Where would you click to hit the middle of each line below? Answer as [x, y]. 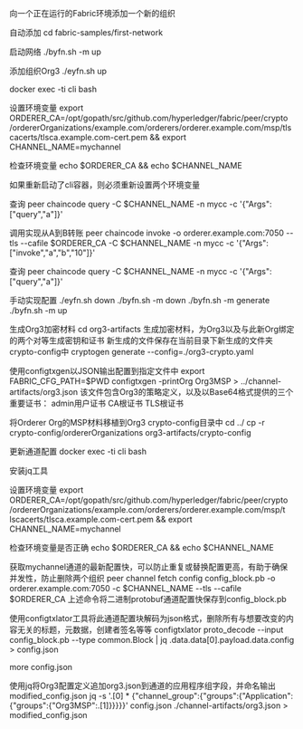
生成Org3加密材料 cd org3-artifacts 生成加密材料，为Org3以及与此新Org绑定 [152, 329]
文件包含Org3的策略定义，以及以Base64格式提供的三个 [190, 392]
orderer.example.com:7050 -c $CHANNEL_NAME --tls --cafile [126, 588]
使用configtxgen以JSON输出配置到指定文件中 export [107, 371]
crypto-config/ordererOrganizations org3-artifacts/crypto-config [130, 432]
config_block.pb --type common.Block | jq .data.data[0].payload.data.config [152, 640]
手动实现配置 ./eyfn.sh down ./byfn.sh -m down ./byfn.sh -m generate [140, 300]
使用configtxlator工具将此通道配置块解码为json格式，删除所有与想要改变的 [148, 618]
